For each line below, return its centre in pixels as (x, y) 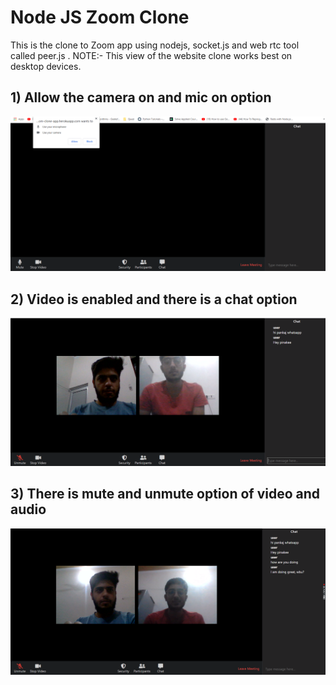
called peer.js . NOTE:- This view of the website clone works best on (151, 55)
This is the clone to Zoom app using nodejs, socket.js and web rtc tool (155, 45)
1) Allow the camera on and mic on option (141, 97)
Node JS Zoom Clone (100, 17)
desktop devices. (46, 66)
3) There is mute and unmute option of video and (165, 494)
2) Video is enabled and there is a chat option (154, 299)
